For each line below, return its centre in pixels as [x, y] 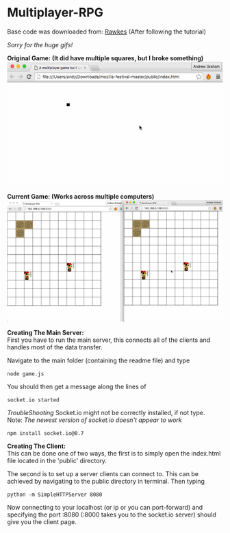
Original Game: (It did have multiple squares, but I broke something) [105, 58]
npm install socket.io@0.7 [46, 433]
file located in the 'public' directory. [57, 460]
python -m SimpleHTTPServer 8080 [55, 495]
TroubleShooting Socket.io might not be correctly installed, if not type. [106, 412]
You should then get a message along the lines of [77, 386]
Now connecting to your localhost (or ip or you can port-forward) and [105, 507]
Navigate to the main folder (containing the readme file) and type [99, 360]
